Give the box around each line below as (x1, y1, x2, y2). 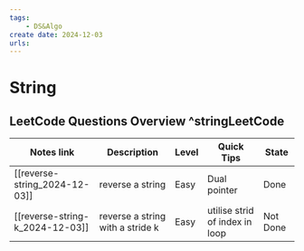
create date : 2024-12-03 (9, 30, 103, 39)
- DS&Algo (25, 22, 63, 31)
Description (107, 146, 158, 159)
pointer (207, 184, 238, 197)
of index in (207, 216, 252, 228)
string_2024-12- (14, 179, 90, 191)
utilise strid (207, 205, 254, 217)
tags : (9, 13, 30, 23)
